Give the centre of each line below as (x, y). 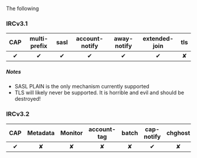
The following (23, 8)
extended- (158, 39)
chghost (178, 133)
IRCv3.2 (18, 114)
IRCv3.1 (17, 23)
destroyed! (28, 99)
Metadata (41, 133)
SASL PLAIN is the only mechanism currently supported (82, 87)
